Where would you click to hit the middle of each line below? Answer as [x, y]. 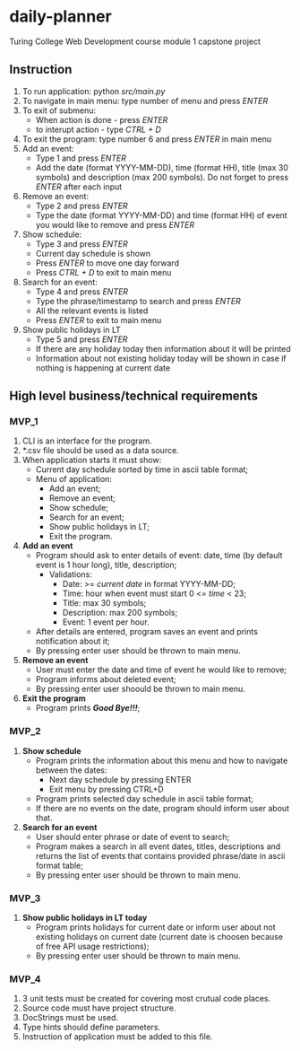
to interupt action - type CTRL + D [98, 129]
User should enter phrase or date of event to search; [133, 836]
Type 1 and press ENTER [81, 158]
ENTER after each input [79, 187]
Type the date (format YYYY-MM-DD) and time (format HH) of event [162, 215]
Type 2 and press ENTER [81, 206]
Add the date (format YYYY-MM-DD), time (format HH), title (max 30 [162, 167]
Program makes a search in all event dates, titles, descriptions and [158, 846]
